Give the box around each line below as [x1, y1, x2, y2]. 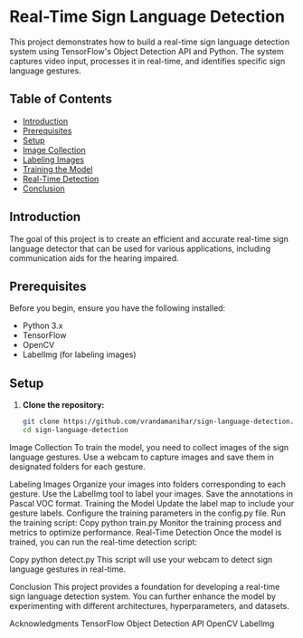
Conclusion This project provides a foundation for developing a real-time [9, 581, 280, 592]
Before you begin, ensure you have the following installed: [9, 303, 226, 314]
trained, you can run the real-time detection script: [9, 536, 197, 547]
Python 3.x [22, 320, 63, 332]
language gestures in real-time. [9, 564, 127, 575]
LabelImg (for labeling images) [22, 349, 137, 360]
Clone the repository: [22, 400, 105, 411]
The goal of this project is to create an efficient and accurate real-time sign [9, 233, 289, 244]
